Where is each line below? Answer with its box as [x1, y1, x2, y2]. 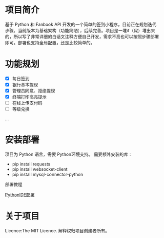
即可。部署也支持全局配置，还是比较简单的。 [5, 39, 95, 45]
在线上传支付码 [12, 100, 42, 106]
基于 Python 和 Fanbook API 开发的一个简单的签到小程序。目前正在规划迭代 [5, 21, 157, 27]
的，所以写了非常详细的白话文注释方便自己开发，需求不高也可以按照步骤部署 [5, 34, 159, 39]
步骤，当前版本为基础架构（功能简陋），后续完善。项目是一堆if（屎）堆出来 [5, 27, 155, 33]
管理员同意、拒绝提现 [12, 88, 55, 93]
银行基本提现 [12, 81, 38, 88]
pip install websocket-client [12, 166, 68, 172]
